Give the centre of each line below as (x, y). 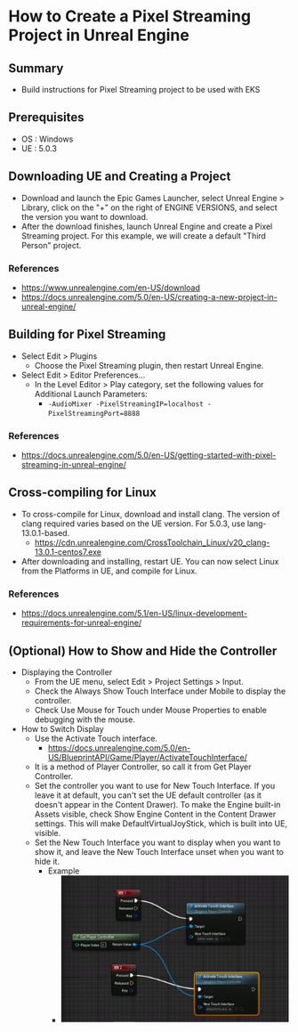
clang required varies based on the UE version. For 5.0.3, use (133, 524)
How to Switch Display (62, 728)
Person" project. (51, 245)
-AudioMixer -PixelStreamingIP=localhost (125, 404)
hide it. (47, 861)
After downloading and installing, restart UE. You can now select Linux (150, 561)
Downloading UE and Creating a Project (120, 177)
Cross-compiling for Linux (83, 493)
